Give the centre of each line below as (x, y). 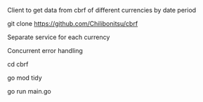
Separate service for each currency (59, 37)
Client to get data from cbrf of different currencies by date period (102, 10)
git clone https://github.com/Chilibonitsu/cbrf (73, 23)
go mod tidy (25, 78)
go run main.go (29, 91)
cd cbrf (18, 64)
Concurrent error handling (45, 51)
